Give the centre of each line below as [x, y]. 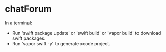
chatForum [28, 9]
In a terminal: [19, 23]
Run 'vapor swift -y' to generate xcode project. [61, 43]
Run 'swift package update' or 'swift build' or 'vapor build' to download [87, 33]
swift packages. [29, 38]
